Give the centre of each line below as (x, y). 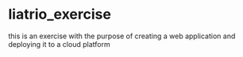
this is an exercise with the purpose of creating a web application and (122, 36)
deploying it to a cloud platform (59, 44)
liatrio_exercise (60, 14)
